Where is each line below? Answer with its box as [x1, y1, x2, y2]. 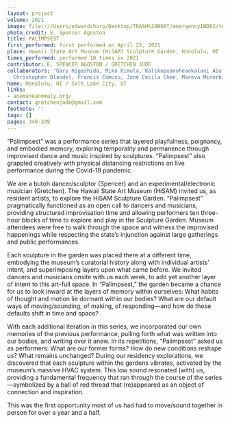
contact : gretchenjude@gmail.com [7, 99, 103, 106]
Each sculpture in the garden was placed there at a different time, [7, 251, 192, 259]
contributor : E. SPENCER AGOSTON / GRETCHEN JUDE [7, 61, 152, 68]
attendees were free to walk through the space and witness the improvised [7, 223, 218, 231]
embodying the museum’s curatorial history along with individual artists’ [7, 258, 209, 266]
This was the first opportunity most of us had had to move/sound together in [7, 401, 223, 409]
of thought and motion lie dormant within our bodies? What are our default [7, 294, 217, 303]
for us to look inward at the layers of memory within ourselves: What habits [7, 287, 219, 295]
